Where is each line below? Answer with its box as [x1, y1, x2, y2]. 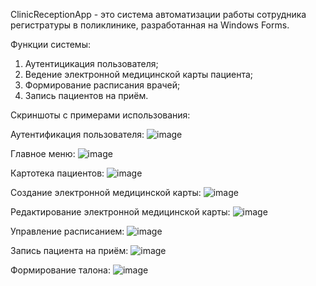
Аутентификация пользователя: [10, 129, 145, 140]
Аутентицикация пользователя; [24, 58, 159, 69]
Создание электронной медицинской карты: [10, 187, 202, 198]
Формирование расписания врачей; [24, 79, 181, 91]
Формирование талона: [10, 264, 111, 276]
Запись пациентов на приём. [24, 90, 149, 101]
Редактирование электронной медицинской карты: [10, 206, 231, 218]
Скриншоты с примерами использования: [10, 109, 191, 121]
